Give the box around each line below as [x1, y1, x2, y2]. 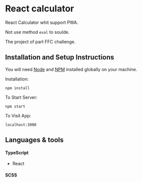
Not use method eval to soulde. [5, 29, 70, 35]
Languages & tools [5, 136, 64, 144]
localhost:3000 [5, 122, 37, 127]
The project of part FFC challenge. [5, 38, 76, 45]
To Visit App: [5, 112, 31, 118]
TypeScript [5, 150, 29, 156]
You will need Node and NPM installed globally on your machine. [5, 66, 138, 72]
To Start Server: [5, 94, 38, 100]
